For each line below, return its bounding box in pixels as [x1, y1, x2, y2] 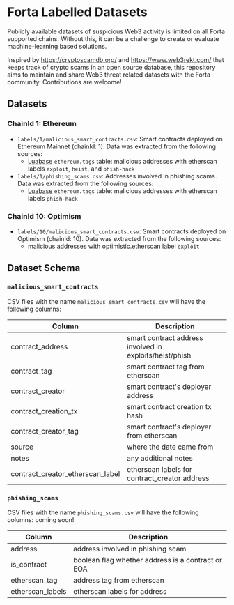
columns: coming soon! [7, 515, 75, 523]
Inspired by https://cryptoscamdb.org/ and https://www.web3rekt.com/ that [7, 55, 224, 63]
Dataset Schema [7, 262, 81, 274]
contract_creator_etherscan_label [10, 468, 120, 478]
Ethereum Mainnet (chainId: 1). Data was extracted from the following [17, 142, 217, 151]
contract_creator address [126, 473, 210, 483]
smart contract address [126, 332, 203, 342]
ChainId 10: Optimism [7, 211, 81, 221]
